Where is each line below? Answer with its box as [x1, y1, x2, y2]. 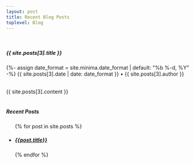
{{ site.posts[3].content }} [6, 88, 69, 95]
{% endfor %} [14, 151, 49, 158]
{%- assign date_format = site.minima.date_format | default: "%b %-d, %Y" [6, 64, 190, 71]
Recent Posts [6, 107, 40, 115]
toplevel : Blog [6, 19, 44, 25]
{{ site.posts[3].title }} [6, 49, 63, 56]
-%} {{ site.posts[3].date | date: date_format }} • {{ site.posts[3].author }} [6, 70, 185, 77]
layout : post [6, 8, 38, 15]
